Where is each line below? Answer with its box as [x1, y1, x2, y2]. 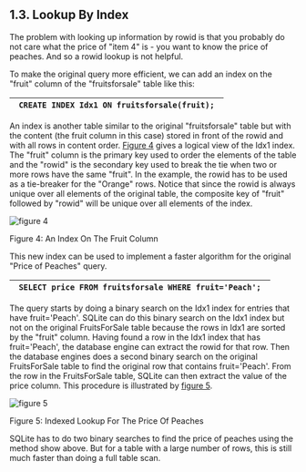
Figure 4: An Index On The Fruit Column [9, 232, 159, 244]
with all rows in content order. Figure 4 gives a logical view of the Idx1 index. [9, 139, 296, 150]
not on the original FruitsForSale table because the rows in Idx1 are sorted [9, 322, 286, 333]
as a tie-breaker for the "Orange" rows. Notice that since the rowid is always [9, 178, 296, 190]
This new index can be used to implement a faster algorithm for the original [9, 251, 291, 262]
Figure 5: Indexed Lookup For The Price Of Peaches [9, 415, 204, 426]
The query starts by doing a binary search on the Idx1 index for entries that [9, 303, 290, 313]
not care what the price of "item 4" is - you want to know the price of [9, 41, 269, 52]
